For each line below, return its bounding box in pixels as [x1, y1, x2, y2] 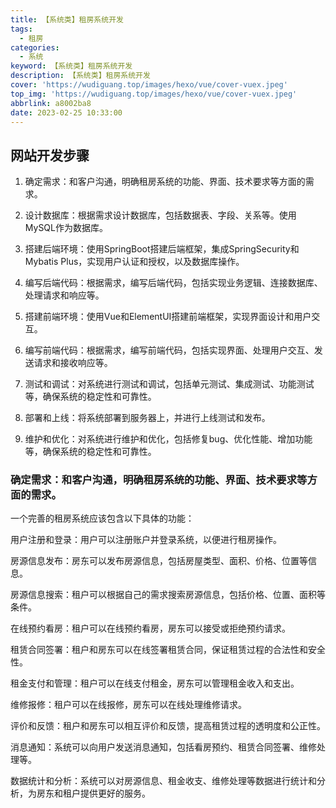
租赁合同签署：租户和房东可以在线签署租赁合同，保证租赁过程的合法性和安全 [10, 644, 326, 656]
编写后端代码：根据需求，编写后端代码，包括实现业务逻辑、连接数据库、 [24, 277, 323, 289]
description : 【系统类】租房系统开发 [10, 71, 151, 81]
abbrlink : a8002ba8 [10, 98, 92, 108]
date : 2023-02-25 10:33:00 [10, 107, 123, 118]
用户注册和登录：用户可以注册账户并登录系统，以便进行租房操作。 [10, 534, 282, 546]
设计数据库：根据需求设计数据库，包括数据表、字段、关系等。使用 [24, 209, 297, 221]
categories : [10, 42, 60, 53]
